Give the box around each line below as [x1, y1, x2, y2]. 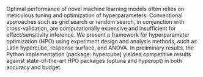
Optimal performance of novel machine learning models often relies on [6, 5, 185, 12]
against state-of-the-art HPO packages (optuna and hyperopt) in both [6, 57, 182, 64]
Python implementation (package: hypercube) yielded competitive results [6, 51, 191, 57]
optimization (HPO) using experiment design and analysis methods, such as [6, 38, 197, 45]
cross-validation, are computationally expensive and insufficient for [6, 24, 176, 32]
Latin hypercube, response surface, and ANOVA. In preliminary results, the [6, 44, 194, 51]
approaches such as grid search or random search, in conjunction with [6, 18, 185, 25]
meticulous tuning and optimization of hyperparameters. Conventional [6, 12, 183, 19]
